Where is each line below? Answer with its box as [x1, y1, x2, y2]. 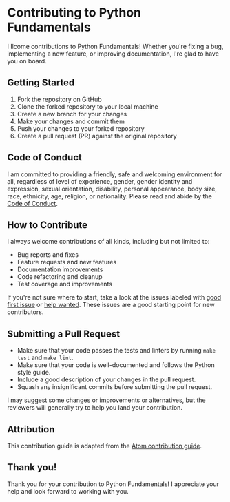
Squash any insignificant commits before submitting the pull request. [17, 383, 212, 391]
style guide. [17, 368, 51, 377]
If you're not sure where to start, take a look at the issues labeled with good [7, 293, 222, 302]
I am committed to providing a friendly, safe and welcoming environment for [7, 170, 222, 178]
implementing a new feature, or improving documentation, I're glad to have [7, 50, 219, 58]
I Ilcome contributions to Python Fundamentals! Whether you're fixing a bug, [7, 42, 224, 50]
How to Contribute [7, 219, 88, 231]
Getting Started [7, 77, 75, 89]
